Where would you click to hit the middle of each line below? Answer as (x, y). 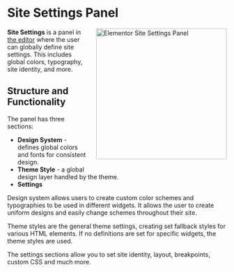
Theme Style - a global (51, 169)
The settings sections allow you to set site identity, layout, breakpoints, (109, 254)
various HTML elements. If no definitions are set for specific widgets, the (112, 233)
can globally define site (41, 47)
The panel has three (36, 119)
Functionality (37, 102)
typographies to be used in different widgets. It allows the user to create (111, 205)
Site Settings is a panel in (44, 32)
